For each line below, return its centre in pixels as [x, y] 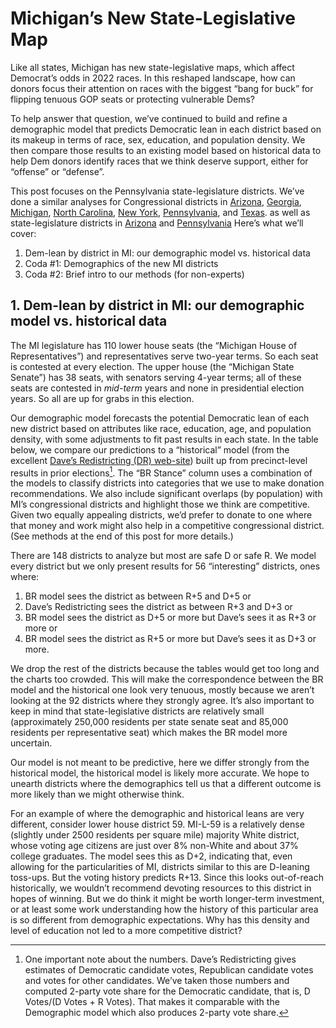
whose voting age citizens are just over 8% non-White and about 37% [154, 846]
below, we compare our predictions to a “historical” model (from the [150, 449]
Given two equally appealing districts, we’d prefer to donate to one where [161, 515]
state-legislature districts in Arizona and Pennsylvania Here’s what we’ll [157, 223]
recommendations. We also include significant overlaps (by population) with [166, 494]
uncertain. [31, 743]
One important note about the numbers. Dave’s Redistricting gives [160, 959]
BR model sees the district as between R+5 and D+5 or [138, 596]
